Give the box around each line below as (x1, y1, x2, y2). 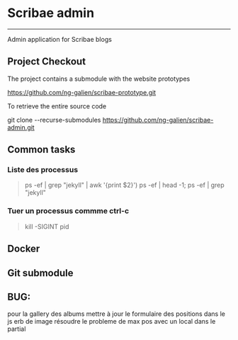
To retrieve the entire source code (7, 101, 107, 110)
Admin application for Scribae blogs (7, 35, 112, 43)
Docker (7, 243, 40, 255)
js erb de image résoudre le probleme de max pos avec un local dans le (7, 317, 216, 326)
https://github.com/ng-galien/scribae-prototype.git (7, 88, 157, 96)
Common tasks (7, 144, 76, 156)
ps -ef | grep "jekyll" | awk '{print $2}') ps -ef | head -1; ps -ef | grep (24, 181, 225, 189)
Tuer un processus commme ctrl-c (7, 206, 130, 216)
